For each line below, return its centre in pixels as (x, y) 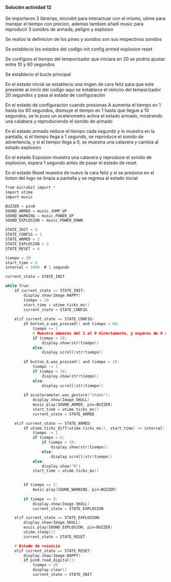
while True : (18, 286)
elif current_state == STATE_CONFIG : (54, 319)
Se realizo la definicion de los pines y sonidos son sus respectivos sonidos (83, 39)
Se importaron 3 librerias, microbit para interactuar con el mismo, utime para (85, 18)
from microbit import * (31, 188)
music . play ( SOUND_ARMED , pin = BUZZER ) (73, 405)
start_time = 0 (21, 263)
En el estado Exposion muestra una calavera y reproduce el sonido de (78, 157)
